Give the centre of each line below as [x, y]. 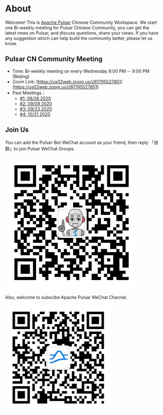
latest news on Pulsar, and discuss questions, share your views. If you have [82, 33]
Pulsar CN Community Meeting [54, 59]
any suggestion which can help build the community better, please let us [79, 38]
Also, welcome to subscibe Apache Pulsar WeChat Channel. [66, 297]
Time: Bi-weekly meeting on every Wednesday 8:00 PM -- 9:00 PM [81, 71]
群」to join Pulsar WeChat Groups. [40, 148]
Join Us [17, 130]
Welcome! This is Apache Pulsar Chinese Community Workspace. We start [81, 22]
